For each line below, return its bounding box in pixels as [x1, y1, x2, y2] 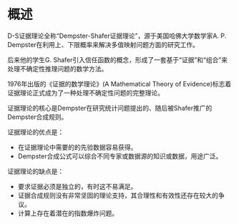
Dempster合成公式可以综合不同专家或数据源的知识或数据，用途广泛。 [17, 151, 223, 161]
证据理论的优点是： [7, 128, 64, 136]
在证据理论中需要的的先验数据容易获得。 [17, 143, 137, 151]
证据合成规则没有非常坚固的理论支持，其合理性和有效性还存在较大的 [17, 190, 219, 200]
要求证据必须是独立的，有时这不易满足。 [17, 182, 137, 190]
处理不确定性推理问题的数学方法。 [7, 64, 108, 73]
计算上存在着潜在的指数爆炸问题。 [17, 208, 119, 218]
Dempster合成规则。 [7, 112, 68, 121]
